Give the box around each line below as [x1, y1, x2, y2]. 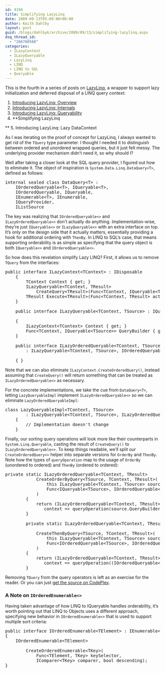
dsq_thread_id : [5, 35, 36, 40]
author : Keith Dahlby [5, 21, 50, 26]
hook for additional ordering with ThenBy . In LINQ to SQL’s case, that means [5, 234, 157, 240]
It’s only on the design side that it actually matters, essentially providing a [5, 229, 153, 235]
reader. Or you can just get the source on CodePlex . [5, 579, 110, 585]
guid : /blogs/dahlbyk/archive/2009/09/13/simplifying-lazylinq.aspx [5, 30, 148, 35]
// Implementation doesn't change [26, 421, 109, 427]
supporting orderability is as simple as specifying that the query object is [5, 239, 153, 245]
